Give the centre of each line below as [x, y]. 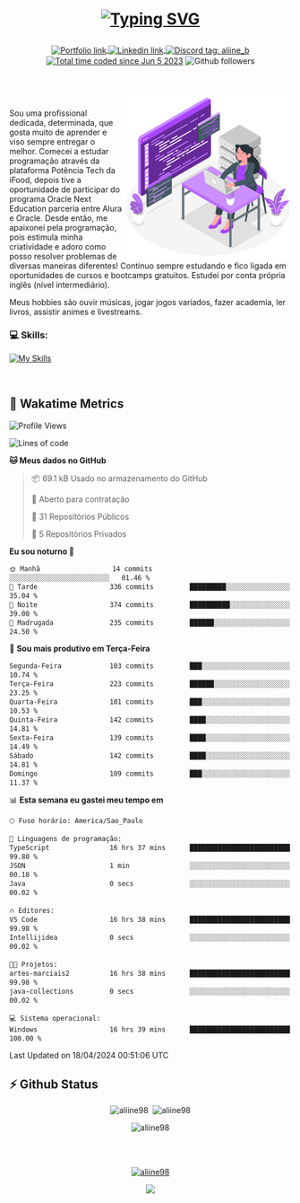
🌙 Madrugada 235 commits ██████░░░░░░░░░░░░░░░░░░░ [150, 623]
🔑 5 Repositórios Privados [79, 533]
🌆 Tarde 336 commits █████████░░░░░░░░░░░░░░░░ [150, 587]
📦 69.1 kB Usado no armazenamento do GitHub [119, 478]
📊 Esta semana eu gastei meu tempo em [86, 800]
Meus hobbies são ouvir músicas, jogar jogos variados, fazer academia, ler [148, 302]
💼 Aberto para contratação [80, 499]
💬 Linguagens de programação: [66, 839]
